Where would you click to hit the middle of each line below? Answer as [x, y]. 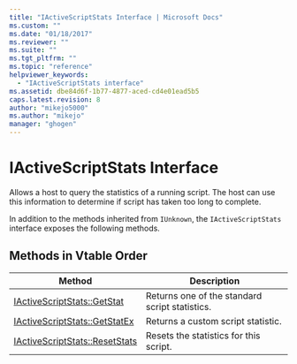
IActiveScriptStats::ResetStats [76, 341]
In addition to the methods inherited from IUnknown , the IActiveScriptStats [145, 218]
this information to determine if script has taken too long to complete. [135, 201]
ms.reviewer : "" [39, 42]
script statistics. [179, 307]
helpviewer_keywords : [49, 75]
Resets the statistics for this [203, 335]
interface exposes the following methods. [85, 228]
